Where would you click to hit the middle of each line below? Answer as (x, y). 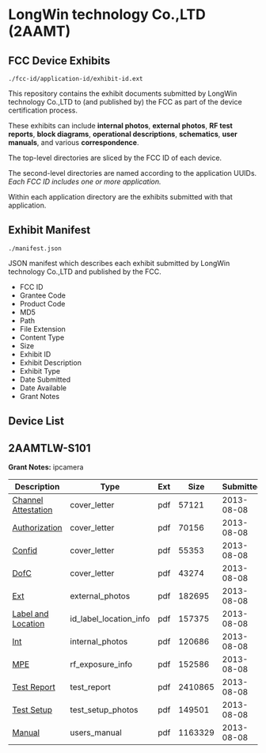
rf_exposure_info (101, 664)
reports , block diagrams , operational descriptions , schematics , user (123, 134)
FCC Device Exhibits (59, 61)
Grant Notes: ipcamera (46, 467)
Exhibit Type (40, 371)
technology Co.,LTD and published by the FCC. (85, 272)
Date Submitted (45, 379)
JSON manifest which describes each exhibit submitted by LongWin (119, 263)
